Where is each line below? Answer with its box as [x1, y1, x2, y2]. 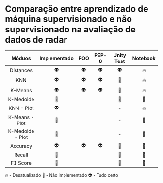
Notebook [132, 55, 156, 61]
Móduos [11, 55, 31, 61]
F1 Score [10, 159, 32, 166]
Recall [14, 152, 28, 158]
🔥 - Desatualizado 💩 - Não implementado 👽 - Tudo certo [5, 172, 118, 178]
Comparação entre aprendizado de [5, 3, 149, 15]
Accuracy [10, 143, 33, 150]
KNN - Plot [8, 105, 34, 112]
